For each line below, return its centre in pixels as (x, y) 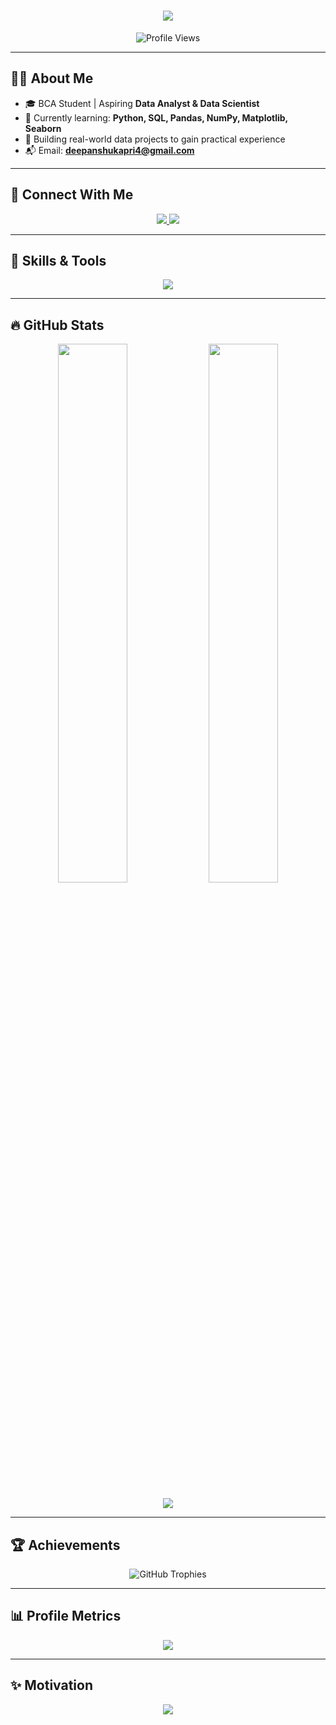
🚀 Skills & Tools (58, 260)
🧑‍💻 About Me (52, 78)
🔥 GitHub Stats (57, 325)
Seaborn (43, 128)
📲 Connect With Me (72, 195)
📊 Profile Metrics (66, 1616)
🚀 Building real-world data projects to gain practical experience (155, 139)
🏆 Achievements (65, 1545)
